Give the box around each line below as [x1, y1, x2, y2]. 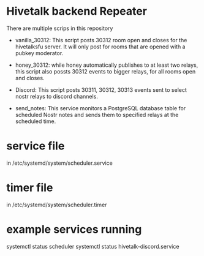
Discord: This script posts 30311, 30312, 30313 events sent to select [15, 86, 187, 93]
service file [6, 139, 65, 153]
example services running [6, 222, 142, 236]
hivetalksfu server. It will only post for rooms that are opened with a [15, 43, 186, 50]
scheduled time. [15, 118, 56, 125]
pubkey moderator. [15, 49, 64, 56]
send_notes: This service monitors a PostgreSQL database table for [15, 104, 186, 111]
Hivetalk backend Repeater [6, 4, 147, 18]
